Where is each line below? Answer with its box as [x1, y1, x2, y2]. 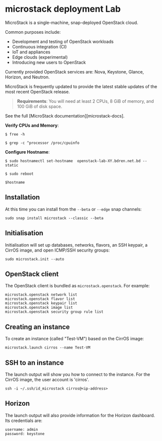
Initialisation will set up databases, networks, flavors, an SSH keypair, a [5, 242, 148, 248]
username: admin [5, 427, 38, 432]
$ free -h [5, 132, 25, 137]
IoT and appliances [12, 49, 50, 55]
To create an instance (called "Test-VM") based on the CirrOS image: [5, 336, 144, 342]
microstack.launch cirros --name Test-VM [5, 345, 91, 350]
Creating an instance [5, 323, 70, 331]
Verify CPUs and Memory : [5, 122, 59, 128]
